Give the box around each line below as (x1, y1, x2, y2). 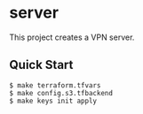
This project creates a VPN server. (9, 32, 135, 42)
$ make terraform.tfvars (9, 80, 101, 90)
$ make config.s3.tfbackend (9, 88, 114, 97)
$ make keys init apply (9, 96, 98, 105)
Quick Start (9, 57, 74, 72)
